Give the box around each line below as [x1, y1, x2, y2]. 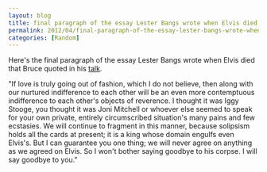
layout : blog [8, 11, 52, 20]
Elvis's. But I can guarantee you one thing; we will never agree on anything [8, 138, 253, 147]
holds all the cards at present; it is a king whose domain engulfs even [8, 130, 234, 140]
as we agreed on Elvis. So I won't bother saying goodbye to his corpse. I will [8, 147, 257, 156]
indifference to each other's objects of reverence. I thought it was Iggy [8, 96, 240, 105]
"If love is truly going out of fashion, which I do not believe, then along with [8, 79, 253, 89]
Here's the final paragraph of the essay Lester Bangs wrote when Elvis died [8, 55, 256, 65]
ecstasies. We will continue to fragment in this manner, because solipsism [8, 121, 250, 131]
